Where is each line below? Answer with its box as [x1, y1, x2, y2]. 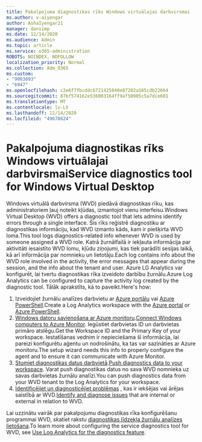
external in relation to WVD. [14, 398, 83, 405]
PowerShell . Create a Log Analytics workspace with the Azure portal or [14, 301, 190, 309]
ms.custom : [6, 71, 34, 77]
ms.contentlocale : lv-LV [6, 104, 69, 110]
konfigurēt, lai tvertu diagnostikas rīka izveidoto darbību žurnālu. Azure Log [6, 271, 193, 278]
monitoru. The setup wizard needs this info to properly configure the [14, 347, 184, 354]
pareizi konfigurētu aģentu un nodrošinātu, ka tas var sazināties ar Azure [14, 340, 196, 347]
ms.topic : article [6, 43, 52, 49]
